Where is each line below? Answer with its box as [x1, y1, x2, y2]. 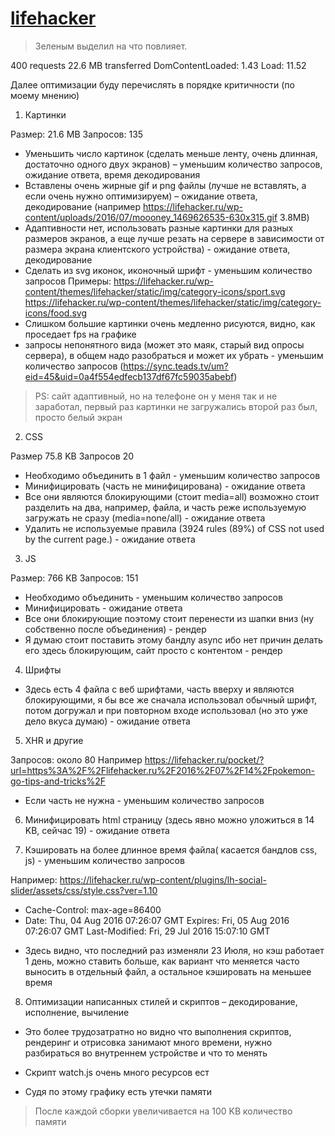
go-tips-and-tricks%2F [10, 775, 106, 787]
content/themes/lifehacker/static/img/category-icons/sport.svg [24, 285, 286, 297]
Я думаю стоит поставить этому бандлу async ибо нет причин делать [24, 633, 323, 646]
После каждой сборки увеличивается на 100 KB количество [34, 1105, 293, 1117]
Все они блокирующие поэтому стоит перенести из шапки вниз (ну [24, 612, 315, 624]
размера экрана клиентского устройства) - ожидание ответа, [24, 243, 291, 255]
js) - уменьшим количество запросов [24, 854, 185, 866]
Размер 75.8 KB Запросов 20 [10, 450, 135, 462]
